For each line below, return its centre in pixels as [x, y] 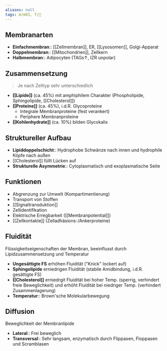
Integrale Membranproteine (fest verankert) [65, 112]
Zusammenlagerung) [34, 290]
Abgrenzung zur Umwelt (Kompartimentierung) [61, 194]
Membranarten [29, 35]
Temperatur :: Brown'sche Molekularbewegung [61, 296]
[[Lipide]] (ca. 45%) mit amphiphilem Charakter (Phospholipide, [78, 96]
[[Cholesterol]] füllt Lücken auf [44, 160]
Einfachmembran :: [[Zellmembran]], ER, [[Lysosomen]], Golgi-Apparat [86, 47]
